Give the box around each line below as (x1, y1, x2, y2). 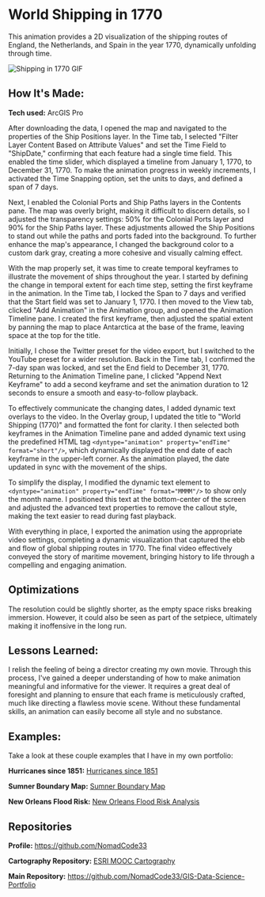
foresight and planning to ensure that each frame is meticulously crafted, (8, 690, 246, 700)
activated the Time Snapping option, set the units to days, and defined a (8, 173, 244, 183)
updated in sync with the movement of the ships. (8, 462, 168, 472)
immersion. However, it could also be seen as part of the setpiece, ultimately (8, 612, 258, 622)
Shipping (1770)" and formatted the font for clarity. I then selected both (8, 420, 240, 429)
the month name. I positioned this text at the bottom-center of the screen (8, 494, 247, 504)
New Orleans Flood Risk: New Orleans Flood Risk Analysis (8, 797, 200, 807)
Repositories (8, 819, 73, 833)
